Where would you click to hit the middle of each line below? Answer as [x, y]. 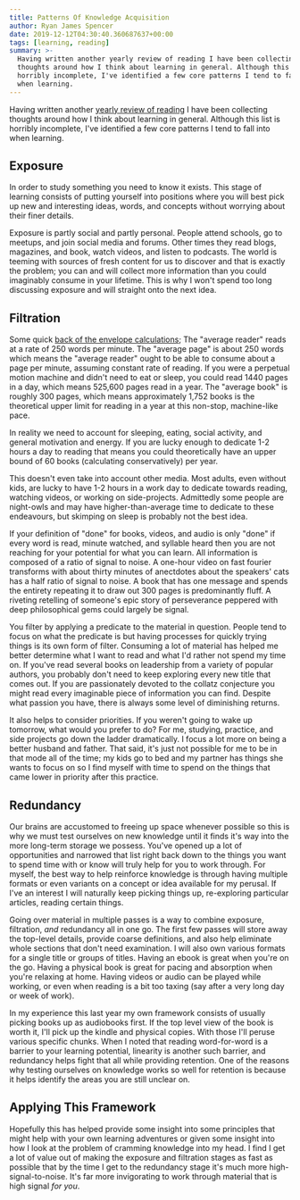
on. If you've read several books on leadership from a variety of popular [142, 665]
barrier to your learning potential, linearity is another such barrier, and [137, 1051]
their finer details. [42, 216]
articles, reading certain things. [67, 903]
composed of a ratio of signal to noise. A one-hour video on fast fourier [141, 562]
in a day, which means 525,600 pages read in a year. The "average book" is [149, 387]
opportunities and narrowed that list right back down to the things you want [148, 855]
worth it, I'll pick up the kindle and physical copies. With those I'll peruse [142, 1032]
